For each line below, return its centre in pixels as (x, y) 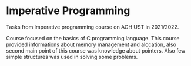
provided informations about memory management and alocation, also (91, 44)
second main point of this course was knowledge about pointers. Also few (96, 50)
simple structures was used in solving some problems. (72, 57)
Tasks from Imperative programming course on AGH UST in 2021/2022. (93, 27)
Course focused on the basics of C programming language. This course (93, 38)
